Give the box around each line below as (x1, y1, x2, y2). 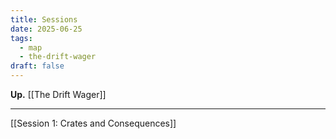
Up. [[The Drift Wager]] (10, 89, 107, 100)
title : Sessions (10, 14, 78, 25)
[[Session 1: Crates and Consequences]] (10, 117, 177, 129)
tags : (10, 33, 33, 43)
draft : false (10, 61, 65, 71)
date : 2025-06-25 (10, 24, 83, 34)
